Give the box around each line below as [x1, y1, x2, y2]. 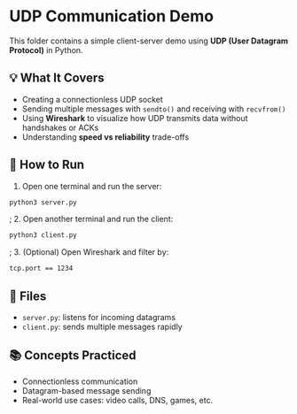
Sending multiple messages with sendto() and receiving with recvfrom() [21, 103, 286, 114]
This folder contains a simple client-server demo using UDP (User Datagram [9, 35, 289, 46]
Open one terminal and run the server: [21, 180, 162, 191]
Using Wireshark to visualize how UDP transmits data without [21, 112, 248, 123]
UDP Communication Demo [9, 6, 215, 27]
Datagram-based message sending [21, 385, 152, 395]
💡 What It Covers [9, 71, 105, 86]
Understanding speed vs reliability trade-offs [21, 131, 190, 142]
